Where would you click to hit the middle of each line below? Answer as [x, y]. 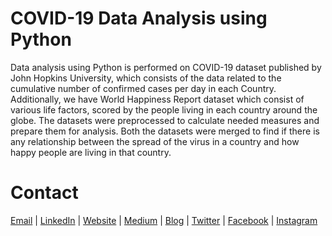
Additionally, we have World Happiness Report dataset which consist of [157, 99]
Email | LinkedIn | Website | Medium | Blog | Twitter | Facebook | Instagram [164, 220]
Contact [44, 193]
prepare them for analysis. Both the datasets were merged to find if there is [165, 131]
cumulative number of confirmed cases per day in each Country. [143, 88]
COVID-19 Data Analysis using [139, 18]
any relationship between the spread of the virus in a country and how [155, 141]
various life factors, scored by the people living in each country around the [164, 109]
